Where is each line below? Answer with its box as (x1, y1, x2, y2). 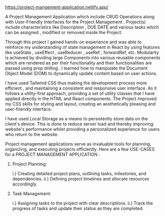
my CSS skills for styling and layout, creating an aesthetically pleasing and (5, 101, 156, 107)
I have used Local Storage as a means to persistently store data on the (5, 116, 148, 121)
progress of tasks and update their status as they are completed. (12, 206, 144, 211)
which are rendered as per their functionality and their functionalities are (5, 60, 152, 66)
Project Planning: (12, 161, 47, 167)
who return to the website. (5, 132, 59, 137)
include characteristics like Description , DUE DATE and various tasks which (5, 24, 159, 30)
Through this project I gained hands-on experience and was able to (5, 39, 142, 45)
